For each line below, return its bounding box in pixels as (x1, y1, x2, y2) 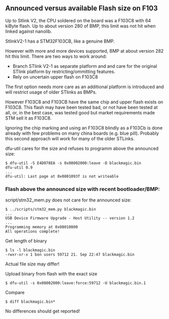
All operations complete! (5, 229, 60, 234)
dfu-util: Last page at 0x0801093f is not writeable (5, 174, 119, 179)
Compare (5, 290, 25, 296)
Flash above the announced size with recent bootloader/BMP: (5, 185, 160, 192)
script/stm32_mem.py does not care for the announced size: (5, 197, 132, 203)
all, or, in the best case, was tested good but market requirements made (5, 109, 155, 115)
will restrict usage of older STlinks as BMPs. (5, 89, 97, 95)
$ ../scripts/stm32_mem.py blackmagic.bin (5, 207, 96, 212)
